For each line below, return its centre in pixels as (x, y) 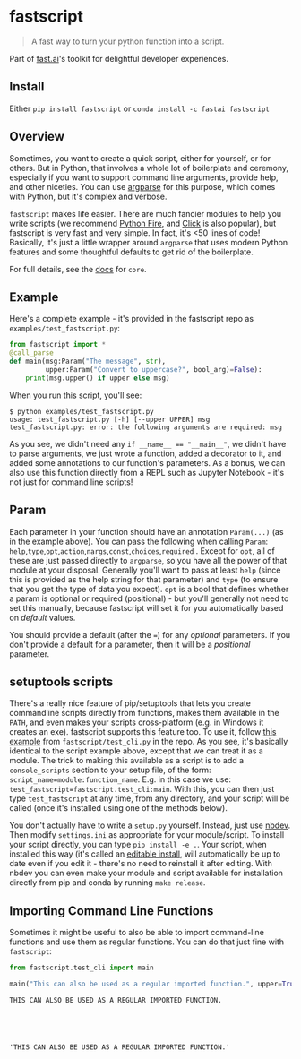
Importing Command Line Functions (112, 911)
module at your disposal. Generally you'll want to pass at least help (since (145, 570)
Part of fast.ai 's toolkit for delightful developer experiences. (119, 58)
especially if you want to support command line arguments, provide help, (144, 177)
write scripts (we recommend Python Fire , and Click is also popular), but (142, 223)
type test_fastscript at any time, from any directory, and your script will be (150, 798)
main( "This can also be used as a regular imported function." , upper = (146, 984)
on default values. (43, 617)
